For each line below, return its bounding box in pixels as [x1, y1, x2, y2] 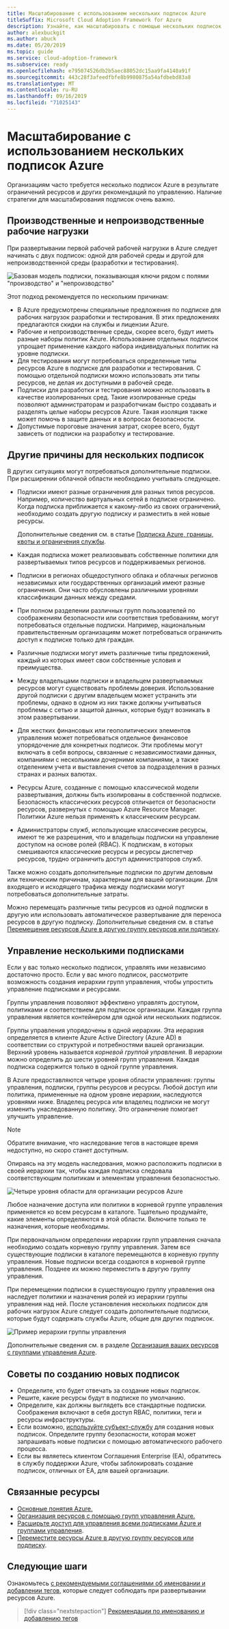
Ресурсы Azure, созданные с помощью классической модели [16, 783, 199, 792]
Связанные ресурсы [7, 1486, 100, 1498]
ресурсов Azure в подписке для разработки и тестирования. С [16, 364, 202, 372]
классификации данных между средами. [16, 593, 137, 602]
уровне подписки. [16, 349, 70, 357]
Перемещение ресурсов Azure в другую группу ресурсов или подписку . [7, 925, 220, 933]
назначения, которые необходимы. [7, 1223, 110, 1231]
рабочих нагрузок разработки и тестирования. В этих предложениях [16, 313, 220, 321]
